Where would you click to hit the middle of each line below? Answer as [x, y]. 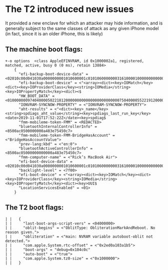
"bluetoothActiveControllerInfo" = [55, 148]
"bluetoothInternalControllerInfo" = [58, 126]
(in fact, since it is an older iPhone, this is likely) [54, 33]
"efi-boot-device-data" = [45, 161]
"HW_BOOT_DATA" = [36, 96]
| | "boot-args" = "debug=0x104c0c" [48, 249]
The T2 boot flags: [34, 208]
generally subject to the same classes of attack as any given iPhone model [82, 28]
